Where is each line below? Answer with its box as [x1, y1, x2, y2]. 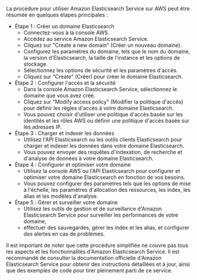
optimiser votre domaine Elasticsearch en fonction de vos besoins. [23, 174, 186, 181]
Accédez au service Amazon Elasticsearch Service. [23, 36, 149, 42]
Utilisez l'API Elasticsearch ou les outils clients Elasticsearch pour [23, 136, 182, 143]
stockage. [23, 60, 48, 67]
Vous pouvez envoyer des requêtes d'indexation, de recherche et [23, 149, 183, 156]
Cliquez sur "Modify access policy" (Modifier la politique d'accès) [23, 98, 184, 105]
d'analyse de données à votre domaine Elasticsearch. [23, 155, 154, 162]
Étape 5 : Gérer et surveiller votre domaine [14, 199, 118, 206]
